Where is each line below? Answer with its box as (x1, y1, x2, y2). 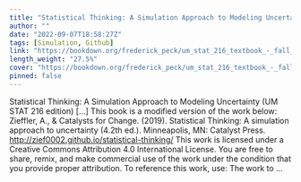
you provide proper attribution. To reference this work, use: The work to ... (9, 162, 284, 173)
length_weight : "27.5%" (9, 55, 99, 64)
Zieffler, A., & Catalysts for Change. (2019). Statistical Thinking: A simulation (9, 115, 289, 126)
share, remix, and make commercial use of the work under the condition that (9, 153, 292, 164)
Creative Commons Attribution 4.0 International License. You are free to (9, 143, 273, 154)
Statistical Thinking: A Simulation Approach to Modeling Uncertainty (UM (9, 96, 279, 107)
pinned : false (9, 72, 63, 81)
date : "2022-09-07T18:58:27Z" (9, 30, 123, 39)
